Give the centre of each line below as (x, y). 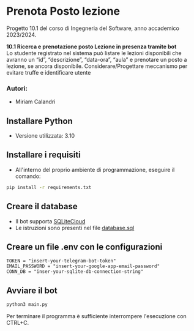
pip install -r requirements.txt (49, 187)
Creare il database (42, 206)
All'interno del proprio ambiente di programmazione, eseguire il (95, 169)
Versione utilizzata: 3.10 (45, 136)
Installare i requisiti (43, 155)
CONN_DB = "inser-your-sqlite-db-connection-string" (75, 272)
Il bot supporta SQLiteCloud (50, 221)
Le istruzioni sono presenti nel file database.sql (75, 228)
